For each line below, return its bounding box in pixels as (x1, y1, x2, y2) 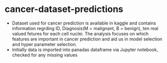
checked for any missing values (12, 51, 78, 58)
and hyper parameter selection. (12, 41, 77, 47)
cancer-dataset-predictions (5, 3, 123, 15)
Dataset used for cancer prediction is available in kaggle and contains (12, 20, 156, 26)
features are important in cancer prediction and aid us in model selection (12, 36, 162, 42)
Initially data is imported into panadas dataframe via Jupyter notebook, (12, 46, 158, 52)
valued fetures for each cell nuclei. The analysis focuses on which (12, 30, 149, 36)
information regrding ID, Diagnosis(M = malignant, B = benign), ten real (12, 25, 158, 31)
